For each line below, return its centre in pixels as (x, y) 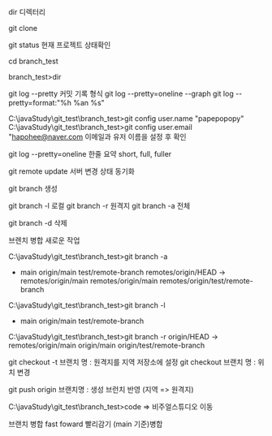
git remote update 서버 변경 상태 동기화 (72, 171)
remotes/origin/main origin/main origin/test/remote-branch (107, 345)
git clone (23, 28)
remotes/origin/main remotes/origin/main (89, 281)
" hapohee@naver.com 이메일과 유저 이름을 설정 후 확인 (97, 137)
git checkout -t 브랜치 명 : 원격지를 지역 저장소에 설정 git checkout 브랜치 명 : (132, 362)
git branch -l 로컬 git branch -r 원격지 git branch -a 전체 (99, 206)
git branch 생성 (33, 188)
